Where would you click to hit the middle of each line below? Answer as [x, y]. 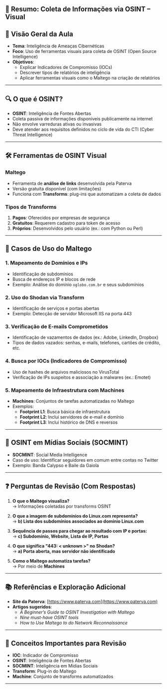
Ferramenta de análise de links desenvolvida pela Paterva [72, 183]
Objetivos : [23, 62]
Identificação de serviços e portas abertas [56, 308]
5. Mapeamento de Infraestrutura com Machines [65, 390]
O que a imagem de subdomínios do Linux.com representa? [75, 516]
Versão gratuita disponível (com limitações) [57, 188]
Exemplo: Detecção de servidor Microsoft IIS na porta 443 [72, 313]
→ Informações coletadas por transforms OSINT [62, 506]
